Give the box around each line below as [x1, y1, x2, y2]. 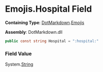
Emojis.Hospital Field [5, 3, 92, 15]
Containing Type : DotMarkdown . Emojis [5, 20, 85, 25]
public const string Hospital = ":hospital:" [5, 38, 99, 44]
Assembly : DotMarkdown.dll [5, 29, 63, 35]
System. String [5, 61, 34, 67]
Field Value [5, 50, 32, 57]
